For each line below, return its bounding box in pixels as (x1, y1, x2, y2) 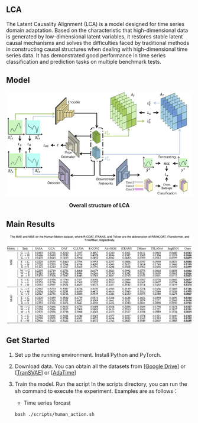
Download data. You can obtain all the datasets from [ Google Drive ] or (14, 363, 186, 370)
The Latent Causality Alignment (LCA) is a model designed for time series (6, 20, 185, 27)
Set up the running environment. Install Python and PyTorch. (14, 351, 161, 358)
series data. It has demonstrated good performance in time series (6, 51, 166, 58)
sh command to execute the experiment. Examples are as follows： (14, 387, 178, 395)
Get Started (6, 336, 50, 346)
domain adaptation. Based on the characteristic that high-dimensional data (6, 27, 188, 34)
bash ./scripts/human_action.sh (14, 411, 95, 417)
